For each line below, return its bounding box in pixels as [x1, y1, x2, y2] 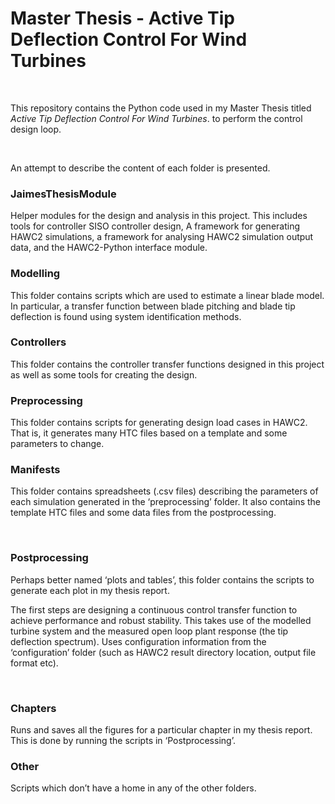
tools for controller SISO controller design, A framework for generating [10, 220, 300, 232]
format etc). [10, 657, 59, 669]
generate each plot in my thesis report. [10, 584, 170, 596]
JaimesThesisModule [10, 187, 117, 201]
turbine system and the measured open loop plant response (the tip [10, 625, 289, 637]
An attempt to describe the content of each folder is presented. [10, 162, 271, 174]
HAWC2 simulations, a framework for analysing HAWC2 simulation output [10, 231, 314, 243]
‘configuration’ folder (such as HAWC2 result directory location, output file [10, 646, 317, 658]
